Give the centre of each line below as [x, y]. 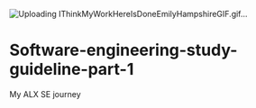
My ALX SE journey [45, 94]
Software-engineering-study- [123, 50]
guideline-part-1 [72, 70]
